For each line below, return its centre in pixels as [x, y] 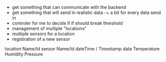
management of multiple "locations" [49, 28]
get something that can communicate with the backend [69, 7]
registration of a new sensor [41, 39]
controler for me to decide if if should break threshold [67, 23]
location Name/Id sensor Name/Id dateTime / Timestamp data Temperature [82, 49]
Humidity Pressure [24, 54]
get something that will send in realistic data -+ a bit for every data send [86, 12]
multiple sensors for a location [43, 34]
